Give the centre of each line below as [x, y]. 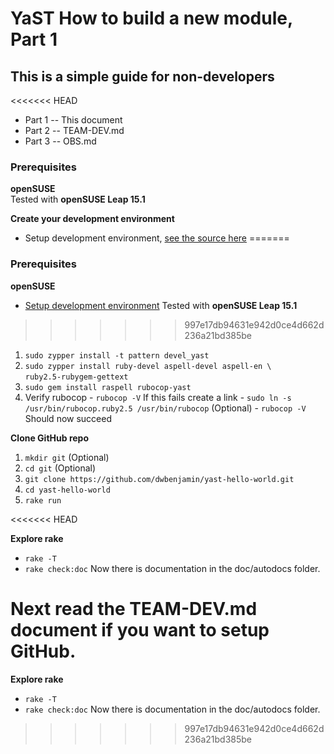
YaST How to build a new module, [151, 18]
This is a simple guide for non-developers [142, 76]
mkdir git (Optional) [67, 457]
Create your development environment [92, 219]
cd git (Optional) [60, 468]
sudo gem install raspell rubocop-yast [108, 387]
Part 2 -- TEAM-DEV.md [74, 130]
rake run [43, 500]
